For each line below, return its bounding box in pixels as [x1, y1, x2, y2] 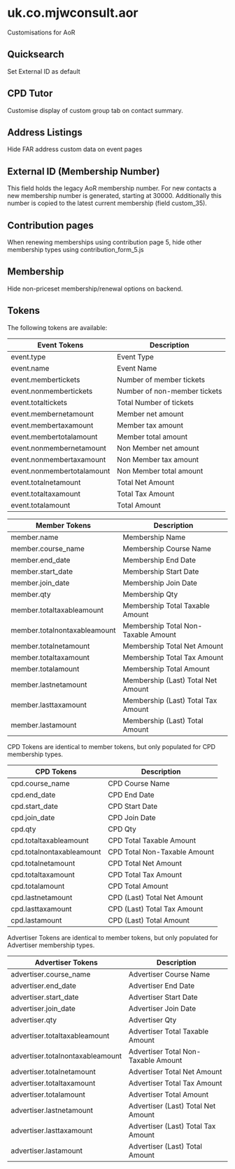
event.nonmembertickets [10, 386, 93, 396]
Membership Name [122, 532, 186, 542]
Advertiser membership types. [7, 941, 95, 949]
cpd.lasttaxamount [10, 904, 72, 913]
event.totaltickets [10, 397, 68, 407]
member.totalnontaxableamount [10, 625, 117, 635]
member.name [10, 532, 59, 542]
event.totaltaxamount [10, 489, 80, 498]
